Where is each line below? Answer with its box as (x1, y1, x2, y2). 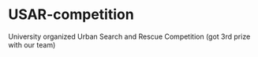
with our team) (8, 40, 56, 49)
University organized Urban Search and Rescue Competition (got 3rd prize (8, 32, 251, 41)
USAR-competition (8, 6, 134, 24)
